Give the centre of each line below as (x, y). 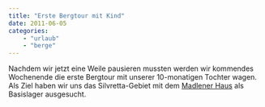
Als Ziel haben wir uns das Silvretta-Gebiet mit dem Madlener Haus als (126, 86)
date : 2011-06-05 (38, 23)
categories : (28, 31)
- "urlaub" (41, 38)
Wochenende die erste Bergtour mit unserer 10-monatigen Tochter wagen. (133, 77)
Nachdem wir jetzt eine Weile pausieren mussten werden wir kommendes (131, 68)
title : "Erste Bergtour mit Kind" (67, 16)
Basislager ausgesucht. (47, 94)
